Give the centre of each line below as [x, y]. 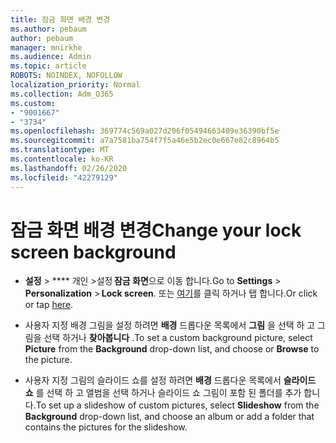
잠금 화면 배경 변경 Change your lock [156, 230]
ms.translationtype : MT [60, 150]
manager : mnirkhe [46, 47]
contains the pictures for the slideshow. [106, 427]
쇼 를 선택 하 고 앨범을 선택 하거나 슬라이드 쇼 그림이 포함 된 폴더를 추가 [163, 393]
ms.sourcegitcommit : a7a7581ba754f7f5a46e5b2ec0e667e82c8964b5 [145, 141]
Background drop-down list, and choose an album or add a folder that [169, 417]
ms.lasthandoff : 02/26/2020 [69, 168]
